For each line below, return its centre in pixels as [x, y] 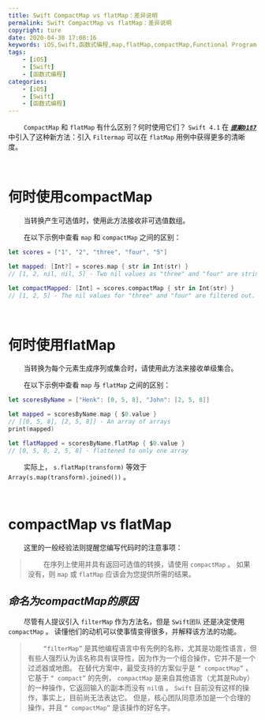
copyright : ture [35, 30]
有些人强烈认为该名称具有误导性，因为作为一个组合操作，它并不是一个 [142, 658]
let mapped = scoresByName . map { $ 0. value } [82, 415]
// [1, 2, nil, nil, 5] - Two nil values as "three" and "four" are [123, 273]
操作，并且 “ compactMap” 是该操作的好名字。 [101, 707]
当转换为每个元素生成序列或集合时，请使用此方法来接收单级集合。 [131, 368]
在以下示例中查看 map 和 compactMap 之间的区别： [102, 237]
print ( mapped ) [32, 429]
